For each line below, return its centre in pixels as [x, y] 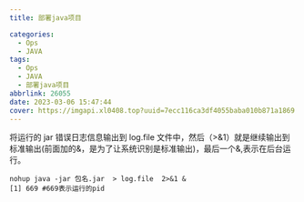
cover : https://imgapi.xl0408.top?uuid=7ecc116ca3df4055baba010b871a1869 [152, 110]
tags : [20, 60]
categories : [32, 34]
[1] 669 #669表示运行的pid [57, 189]
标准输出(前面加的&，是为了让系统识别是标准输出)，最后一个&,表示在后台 [147, 149]
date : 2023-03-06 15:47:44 [61, 102]
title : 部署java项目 [46, 18]
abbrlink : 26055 [40, 93]
